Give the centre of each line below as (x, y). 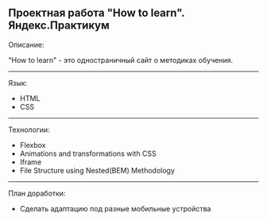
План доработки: (37, 193)
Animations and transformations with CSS (88, 153)
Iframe (31, 161)
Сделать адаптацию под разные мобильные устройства (115, 208)
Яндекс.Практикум (59, 26)
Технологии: (29, 130)
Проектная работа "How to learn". (97, 13)
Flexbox (33, 145)
